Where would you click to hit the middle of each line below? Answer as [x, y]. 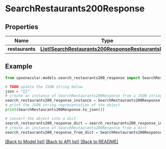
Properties [22, 27]
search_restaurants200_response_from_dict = [52, 132]
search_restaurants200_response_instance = [51, 101]
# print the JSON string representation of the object [63, 105]
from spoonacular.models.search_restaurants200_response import [73, 78]
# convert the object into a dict [41, 118]
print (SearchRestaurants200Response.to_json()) [55, 110]
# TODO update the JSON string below [44, 87]
